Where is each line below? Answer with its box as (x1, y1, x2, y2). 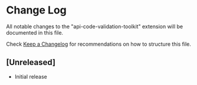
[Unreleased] (6, 57, 56, 67)
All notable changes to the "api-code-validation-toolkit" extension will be (6, 23, 183, 30)
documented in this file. (6, 29, 64, 36)
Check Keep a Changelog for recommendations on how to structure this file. (6, 40, 192, 47)
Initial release (14, 73, 47, 80)
